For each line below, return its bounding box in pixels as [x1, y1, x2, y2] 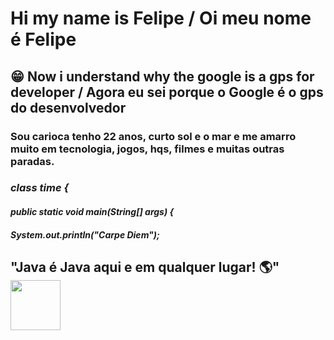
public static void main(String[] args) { [10, 206, 175, 218]
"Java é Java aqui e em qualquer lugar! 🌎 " [10, 259, 280, 276]
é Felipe [10, 28, 77, 51]
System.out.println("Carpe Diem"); [10, 228, 160, 241]
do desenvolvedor [10, 99, 127, 116]
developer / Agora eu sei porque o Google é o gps [10, 83, 324, 101]
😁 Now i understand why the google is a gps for [10, 68, 315, 85]
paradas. [10, 154, 55, 168]
